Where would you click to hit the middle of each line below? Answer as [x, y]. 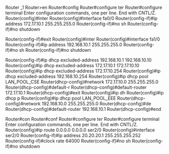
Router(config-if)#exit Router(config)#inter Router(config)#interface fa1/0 [83, 39]
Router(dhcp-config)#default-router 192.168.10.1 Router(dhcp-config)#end [83, 109]
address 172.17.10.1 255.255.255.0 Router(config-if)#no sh [66, 24]
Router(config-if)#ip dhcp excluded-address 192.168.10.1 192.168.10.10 [79, 60]
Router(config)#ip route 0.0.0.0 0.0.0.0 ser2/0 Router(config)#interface [80, 130]
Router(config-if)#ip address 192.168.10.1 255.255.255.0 [64, 45]
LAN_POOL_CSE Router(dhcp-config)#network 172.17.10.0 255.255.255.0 [82, 82]
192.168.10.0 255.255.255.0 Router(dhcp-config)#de [97, 104]
